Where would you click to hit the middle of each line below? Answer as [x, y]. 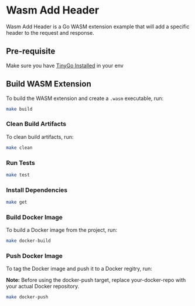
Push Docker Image [34, 256]
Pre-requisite [31, 51]
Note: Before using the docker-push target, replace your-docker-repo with [96, 280]
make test [18, 175]
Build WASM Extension [49, 84]
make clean [19, 148]
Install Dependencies [37, 190]
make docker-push [27, 297]
